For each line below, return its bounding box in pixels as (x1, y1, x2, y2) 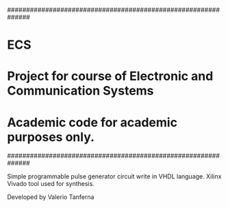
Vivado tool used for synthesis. (7, 180, 94, 188)
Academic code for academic (7, 115, 178, 130)
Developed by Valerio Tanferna (7, 193, 94, 201)
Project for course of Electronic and (7, 69, 214, 84)
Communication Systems (7, 83, 154, 99)
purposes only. (7, 129, 94, 145)
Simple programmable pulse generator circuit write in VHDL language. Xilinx (7, 172, 222, 181)
